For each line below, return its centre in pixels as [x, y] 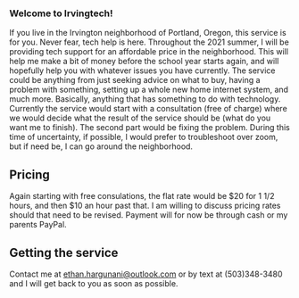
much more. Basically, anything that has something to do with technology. [145, 99]
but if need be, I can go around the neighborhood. [101, 146]
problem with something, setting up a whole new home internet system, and [149, 90]
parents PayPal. [38, 225]
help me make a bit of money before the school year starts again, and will [144, 62]
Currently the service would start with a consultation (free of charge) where [148, 109]
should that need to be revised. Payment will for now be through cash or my [149, 215]
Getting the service [64, 252]
